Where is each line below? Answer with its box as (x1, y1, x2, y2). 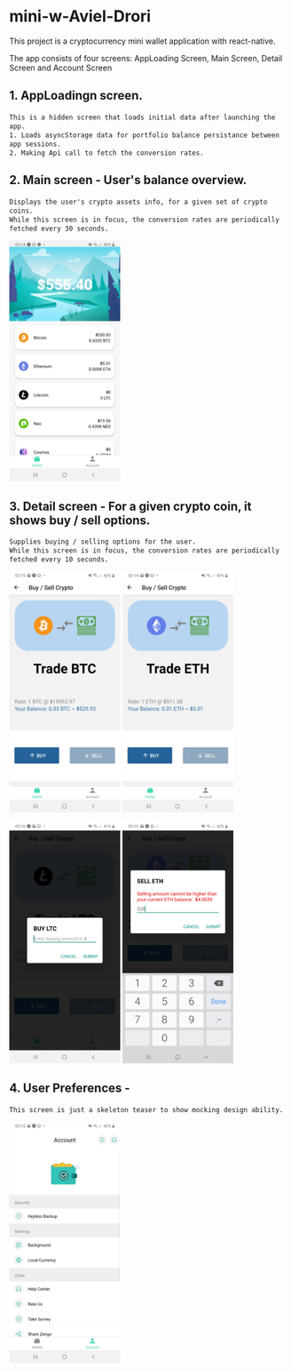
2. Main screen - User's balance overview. (9, 173, 248, 188)
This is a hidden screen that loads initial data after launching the (9, 113, 276, 122)
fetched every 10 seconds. (9, 555, 109, 564)
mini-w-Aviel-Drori (9, 6, 152, 27)
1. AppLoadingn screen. (9, 88, 144, 103)
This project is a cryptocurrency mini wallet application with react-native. (9, 36, 277, 46)
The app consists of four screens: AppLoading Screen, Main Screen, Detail (9, 52, 283, 63)
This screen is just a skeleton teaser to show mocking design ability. (9, 1105, 284, 1114)
